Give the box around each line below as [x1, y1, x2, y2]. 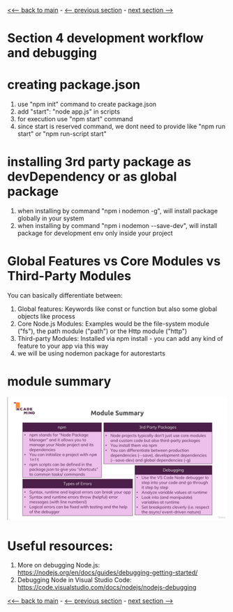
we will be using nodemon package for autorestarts [17, 349, 166, 358]
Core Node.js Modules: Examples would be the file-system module [17, 320, 209, 328]
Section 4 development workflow [7, 31, 204, 46]
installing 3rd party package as [7, 154, 192, 170]
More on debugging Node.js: [17, 561, 100, 569]
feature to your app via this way [17, 342, 109, 350]
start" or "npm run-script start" [17, 130, 107, 138]
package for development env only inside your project [17, 229, 173, 238]
